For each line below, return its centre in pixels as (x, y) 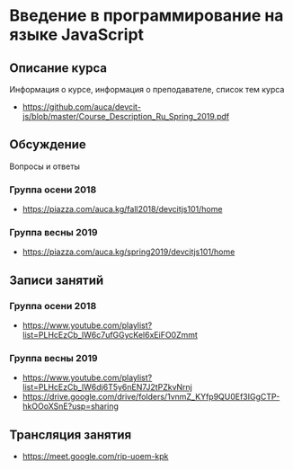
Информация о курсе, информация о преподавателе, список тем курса (147, 89)
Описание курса (58, 68)
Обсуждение (48, 145)
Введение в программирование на (146, 16)
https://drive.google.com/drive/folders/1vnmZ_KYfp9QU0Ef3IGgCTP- (151, 397)
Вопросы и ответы (45, 166)
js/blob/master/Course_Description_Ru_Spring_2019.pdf (126, 116)
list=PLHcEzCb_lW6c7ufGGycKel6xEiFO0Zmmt (110, 335)
